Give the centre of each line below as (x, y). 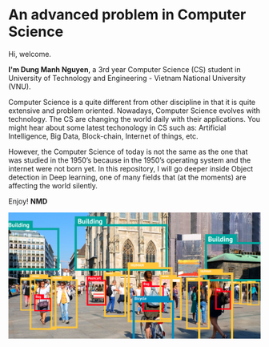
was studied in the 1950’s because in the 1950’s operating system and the (130, 160)
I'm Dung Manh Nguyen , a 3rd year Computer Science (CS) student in (125, 69)
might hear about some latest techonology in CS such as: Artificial (117, 127)
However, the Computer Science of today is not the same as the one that (128, 151)
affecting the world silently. (53, 185)
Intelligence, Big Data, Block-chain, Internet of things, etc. (103, 136)
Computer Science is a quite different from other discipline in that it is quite (132, 102)
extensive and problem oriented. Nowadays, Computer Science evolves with (134, 111)
